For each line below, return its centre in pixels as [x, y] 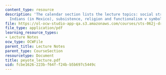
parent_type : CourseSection [34, 51]
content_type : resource [30, 10]
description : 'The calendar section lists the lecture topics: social [79, 14]
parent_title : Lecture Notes [35, 46]
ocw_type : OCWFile [24, 42]
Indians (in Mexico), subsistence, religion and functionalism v [78, 19]
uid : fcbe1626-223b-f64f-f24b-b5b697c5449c [51, 65]
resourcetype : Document [30, 56]
